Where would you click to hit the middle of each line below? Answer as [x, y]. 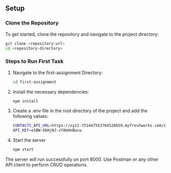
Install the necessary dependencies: [51, 92]
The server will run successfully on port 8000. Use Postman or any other [82, 159]
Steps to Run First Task [34, 61]
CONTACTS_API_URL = [32, 126]
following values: [30, 116]
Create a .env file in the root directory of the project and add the [80, 111]
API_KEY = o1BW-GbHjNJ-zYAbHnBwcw [47, 131]
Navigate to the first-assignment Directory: [58, 72]
